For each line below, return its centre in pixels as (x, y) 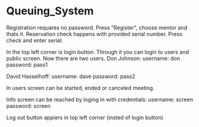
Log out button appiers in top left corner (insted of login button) (85, 117)
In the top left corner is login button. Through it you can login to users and (98, 52)
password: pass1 (27, 65)
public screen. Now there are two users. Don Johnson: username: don (93, 58)
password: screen (29, 105)
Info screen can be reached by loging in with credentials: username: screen (100, 99)
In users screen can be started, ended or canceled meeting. (80, 87)
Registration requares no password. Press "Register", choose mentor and (97, 28)
